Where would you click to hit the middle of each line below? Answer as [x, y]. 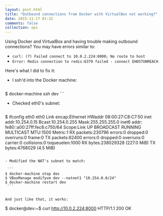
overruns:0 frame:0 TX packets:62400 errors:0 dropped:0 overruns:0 [75, 138]
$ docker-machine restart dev [36, 182]
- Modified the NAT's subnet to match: [45, 161]
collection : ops [21, 28]
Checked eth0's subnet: [36, 103]
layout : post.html [24, 9]
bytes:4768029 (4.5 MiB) [30, 148]
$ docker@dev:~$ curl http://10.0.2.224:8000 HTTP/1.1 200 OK [68, 208]
